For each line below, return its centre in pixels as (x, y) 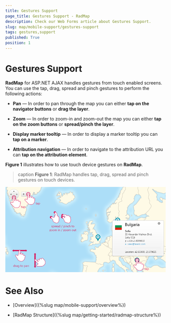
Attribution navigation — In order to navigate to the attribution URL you (88, 149)
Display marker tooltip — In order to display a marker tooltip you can (85, 134)
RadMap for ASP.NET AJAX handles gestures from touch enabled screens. (84, 83)
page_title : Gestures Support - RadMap (48, 16)
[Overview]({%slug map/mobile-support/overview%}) (69, 305)
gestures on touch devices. (46, 180)
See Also (24, 291)
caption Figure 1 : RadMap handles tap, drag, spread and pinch (83, 174)
